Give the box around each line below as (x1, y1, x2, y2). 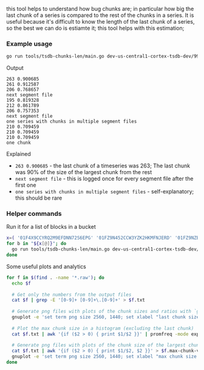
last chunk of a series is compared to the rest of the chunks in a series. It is (6, 12, 194, 19)
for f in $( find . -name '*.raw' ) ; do (6, 274, 104, 281)
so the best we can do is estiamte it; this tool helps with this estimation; (6, 24, 185, 32)
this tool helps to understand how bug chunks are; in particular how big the (6, 5, 194, 12)
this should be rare (15, 194, 63, 202)
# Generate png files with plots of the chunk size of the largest (12, 342, 186, 348)
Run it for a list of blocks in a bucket (6, 223, 96, 230)
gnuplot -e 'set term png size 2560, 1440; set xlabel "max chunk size (12, 354, 197, 360)
